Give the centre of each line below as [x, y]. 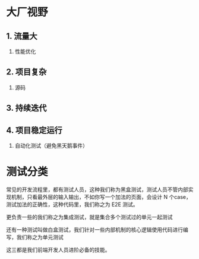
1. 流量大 [22, 36]
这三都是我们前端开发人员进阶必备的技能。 [58, 249]
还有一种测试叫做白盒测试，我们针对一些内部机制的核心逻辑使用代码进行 [94, 229]
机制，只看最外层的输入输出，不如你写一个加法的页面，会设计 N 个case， [101, 196]
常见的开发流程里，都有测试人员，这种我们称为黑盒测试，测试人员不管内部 [97, 189]
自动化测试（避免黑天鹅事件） [51, 146]
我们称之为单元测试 [40, 237]
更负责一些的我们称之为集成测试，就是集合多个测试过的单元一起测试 [89, 217]
